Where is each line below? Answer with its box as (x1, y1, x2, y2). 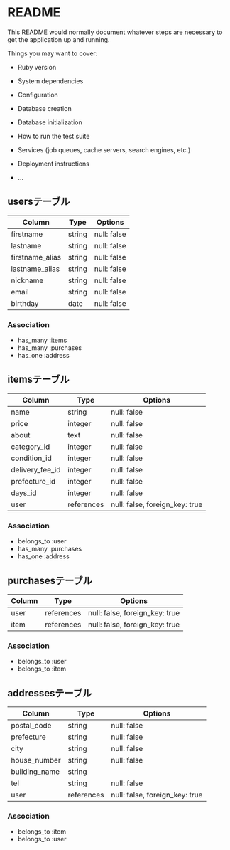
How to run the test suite (17, 132, 90, 140)
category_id (11, 442, 50, 452)
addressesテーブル (7, 687, 92, 699)
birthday (11, 298, 39, 308)
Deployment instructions (17, 159, 90, 168)
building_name (11, 767, 60, 777)
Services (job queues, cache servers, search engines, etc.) (17, 145, 191, 154)
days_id (11, 488, 37, 498)
